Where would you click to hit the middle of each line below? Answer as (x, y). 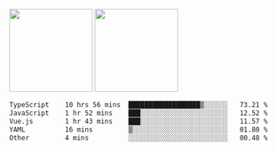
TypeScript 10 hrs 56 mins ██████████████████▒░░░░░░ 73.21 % (138, 105)
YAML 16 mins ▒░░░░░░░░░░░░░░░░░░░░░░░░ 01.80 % (138, 129)
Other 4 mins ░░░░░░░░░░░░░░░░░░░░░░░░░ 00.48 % (138, 138)
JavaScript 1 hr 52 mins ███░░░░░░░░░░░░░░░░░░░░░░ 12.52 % (138, 113)
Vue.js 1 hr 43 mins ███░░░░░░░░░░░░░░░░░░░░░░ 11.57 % (138, 121)
